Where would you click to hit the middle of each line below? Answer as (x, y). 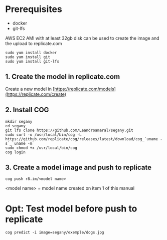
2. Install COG (27, 110)
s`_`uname (16, 143)
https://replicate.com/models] (85, 89)
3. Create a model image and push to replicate (78, 167)
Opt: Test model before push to (71, 208)
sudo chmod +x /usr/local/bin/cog (41, 148)
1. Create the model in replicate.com (63, 77)
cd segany (16, 126)
